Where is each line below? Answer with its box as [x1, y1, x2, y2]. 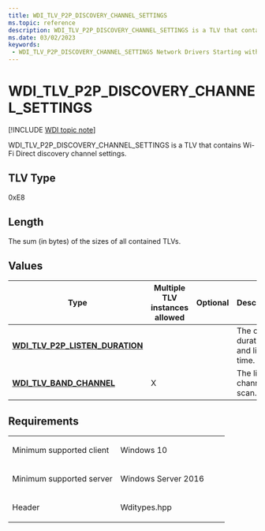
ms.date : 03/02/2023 [8, 33, 77, 42]
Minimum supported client [12, 445, 110, 456]
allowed [155, 312, 185, 323]
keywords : [8, 41, 41, 49]
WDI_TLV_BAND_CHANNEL [12, 378, 116, 389]
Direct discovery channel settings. [15, 148, 127, 158]
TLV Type [8, 171, 57, 185]
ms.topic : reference [8, 19, 77, 27]
